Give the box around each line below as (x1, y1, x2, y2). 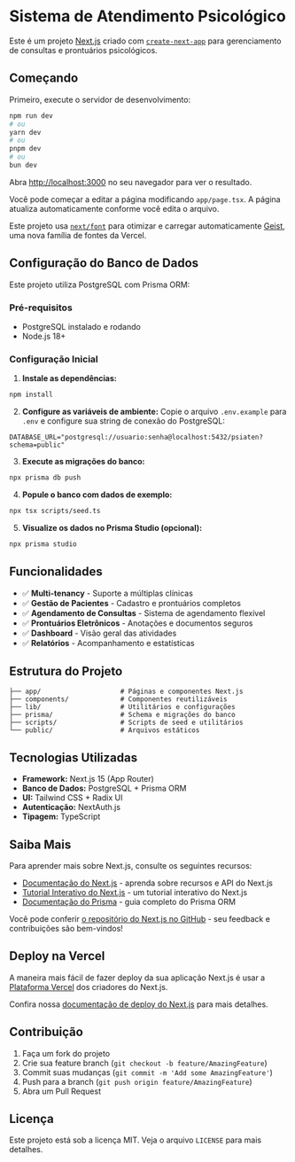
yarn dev (9, 128, 42, 136)
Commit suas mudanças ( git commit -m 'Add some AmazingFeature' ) (21, 1066, 273, 1078)
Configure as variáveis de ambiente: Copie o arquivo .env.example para (21, 406, 287, 417)
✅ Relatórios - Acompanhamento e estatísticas (21, 637, 195, 648)
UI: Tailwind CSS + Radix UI (21, 792, 123, 803)
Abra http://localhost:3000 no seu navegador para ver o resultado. (9, 176, 252, 187)
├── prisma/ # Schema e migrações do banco (9, 711, 237, 720)
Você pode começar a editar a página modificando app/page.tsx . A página (9, 193, 281, 205)
